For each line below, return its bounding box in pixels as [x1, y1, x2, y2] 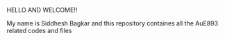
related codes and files [6, 27, 72, 34]
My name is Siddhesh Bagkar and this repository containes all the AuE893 [6, 19, 219, 27]
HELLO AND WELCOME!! [6, 6, 78, 14]
